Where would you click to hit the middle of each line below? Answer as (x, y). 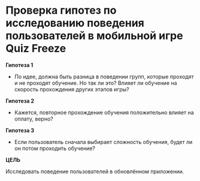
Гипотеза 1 (19, 65)
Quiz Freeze (36, 49)
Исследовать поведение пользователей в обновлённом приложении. (95, 171)
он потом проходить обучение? (55, 148)
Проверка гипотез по (61, 10)
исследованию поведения (75, 23)
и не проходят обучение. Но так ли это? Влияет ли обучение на (96, 83)
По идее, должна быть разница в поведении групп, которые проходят (104, 76)
